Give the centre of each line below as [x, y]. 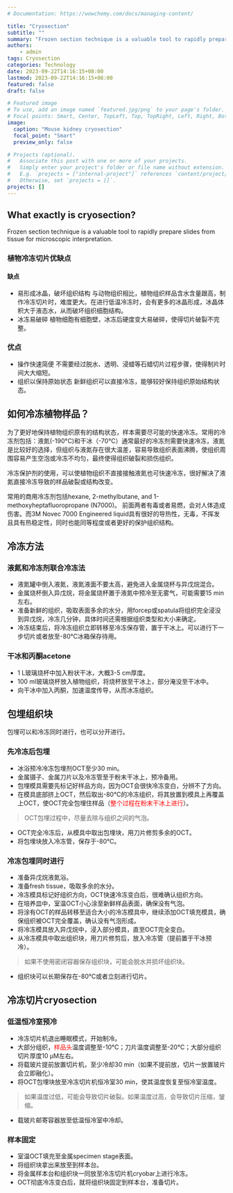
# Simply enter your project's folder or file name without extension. [116, 167]
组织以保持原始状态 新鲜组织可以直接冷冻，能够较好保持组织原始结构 [115, 381]
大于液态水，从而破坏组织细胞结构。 [75, 311]
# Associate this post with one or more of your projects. [97, 161]
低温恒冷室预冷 [32, 1022]
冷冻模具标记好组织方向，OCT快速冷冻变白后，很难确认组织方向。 [112, 895]
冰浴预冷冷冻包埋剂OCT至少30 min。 [70, 768]
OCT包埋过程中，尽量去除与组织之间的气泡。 [88, 818]
